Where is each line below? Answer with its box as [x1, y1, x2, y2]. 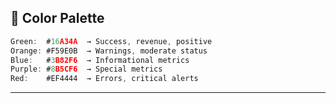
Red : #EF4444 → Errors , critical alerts [10, 74, 199, 84]
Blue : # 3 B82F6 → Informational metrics [10, 55, 190, 65]
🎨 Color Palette [10, 10, 105, 27]
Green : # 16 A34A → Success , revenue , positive [10, 36, 213, 46]
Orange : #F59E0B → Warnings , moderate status [10, 46, 208, 56]
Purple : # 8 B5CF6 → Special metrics [10, 64, 163, 75]
